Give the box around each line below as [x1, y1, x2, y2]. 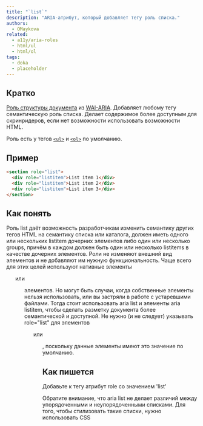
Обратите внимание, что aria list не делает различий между [42, 394, 198, 402]
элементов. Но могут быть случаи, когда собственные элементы [24, 287, 194, 294]
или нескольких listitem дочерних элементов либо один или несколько [6, 238, 190, 245]
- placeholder [12, 65, 47, 72]
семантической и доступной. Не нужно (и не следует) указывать [24, 312, 194, 320]
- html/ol [12, 49, 36, 55]
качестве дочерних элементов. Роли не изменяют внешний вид [6, 250, 173, 258]
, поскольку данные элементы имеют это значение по [42, 343, 184, 350]
